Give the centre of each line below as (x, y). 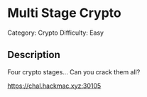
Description (34, 55)
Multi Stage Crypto (65, 13)
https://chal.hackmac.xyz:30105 (54, 86)
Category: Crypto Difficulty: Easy (56, 33)
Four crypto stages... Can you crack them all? (74, 72)
